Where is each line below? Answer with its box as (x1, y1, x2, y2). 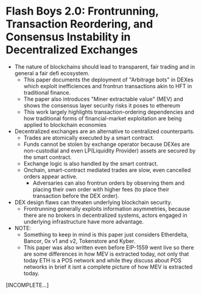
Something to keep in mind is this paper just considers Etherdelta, (23, 231, 189, 238)
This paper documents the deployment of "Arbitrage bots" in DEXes (23, 76, 194, 83)
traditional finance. (23, 89, 71, 96)
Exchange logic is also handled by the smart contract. (23, 160, 159, 167)
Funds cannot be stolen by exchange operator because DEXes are (23, 140, 190, 148)
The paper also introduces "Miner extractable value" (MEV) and (23, 95, 184, 103)
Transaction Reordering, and (5, 17, 153, 31)
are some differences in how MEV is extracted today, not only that (23, 250, 189, 258)
